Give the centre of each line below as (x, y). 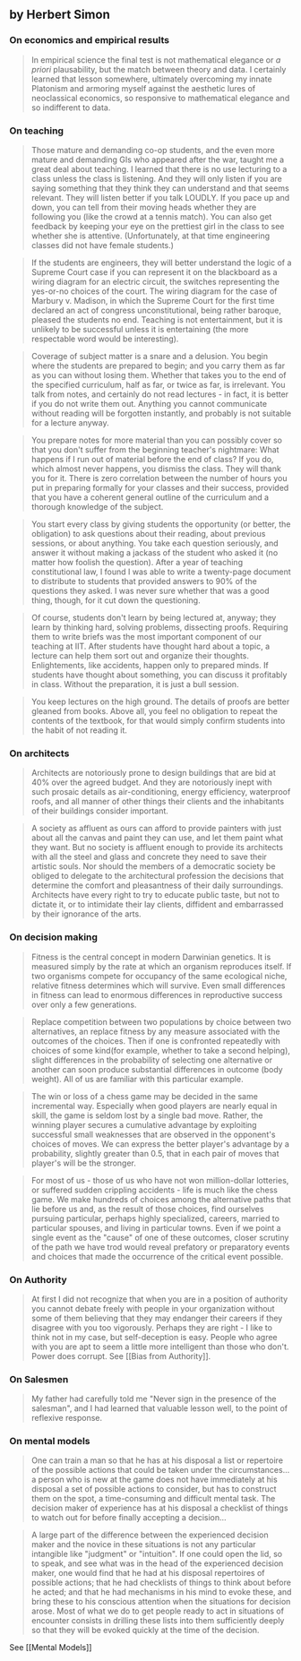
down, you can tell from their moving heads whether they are (144, 207)
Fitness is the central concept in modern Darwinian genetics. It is (151, 957)
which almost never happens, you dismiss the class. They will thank (156, 469)
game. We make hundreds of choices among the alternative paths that (161, 1199)
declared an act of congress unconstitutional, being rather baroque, (156, 310)
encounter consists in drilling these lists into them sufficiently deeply (158, 1621)
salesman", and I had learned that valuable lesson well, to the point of (159, 1408)
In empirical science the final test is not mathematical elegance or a (156, 60)
